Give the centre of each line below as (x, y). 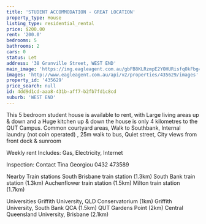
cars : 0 (16, 52)
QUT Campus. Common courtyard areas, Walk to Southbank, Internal (93, 128)
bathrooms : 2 (23, 47)
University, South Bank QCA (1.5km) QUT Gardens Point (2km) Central (95, 207)
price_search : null (31, 86)
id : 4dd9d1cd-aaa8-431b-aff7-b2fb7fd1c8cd (61, 92)
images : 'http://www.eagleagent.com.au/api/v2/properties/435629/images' (103, 75)
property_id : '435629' (35, 80)
